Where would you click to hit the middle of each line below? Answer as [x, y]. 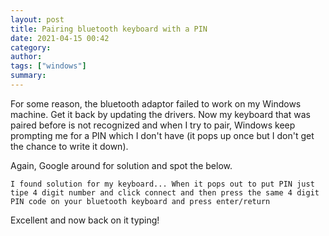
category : [31, 47]
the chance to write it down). [69, 146]
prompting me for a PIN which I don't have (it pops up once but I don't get [162, 135]
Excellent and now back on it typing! [85, 220]
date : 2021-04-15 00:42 [60, 38]
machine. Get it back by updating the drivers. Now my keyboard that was [160, 114]
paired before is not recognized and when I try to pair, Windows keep [153, 125]
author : [26, 57]
